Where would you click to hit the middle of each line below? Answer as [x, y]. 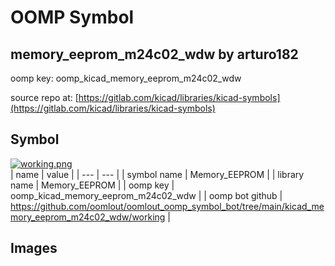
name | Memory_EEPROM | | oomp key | [92, 185]
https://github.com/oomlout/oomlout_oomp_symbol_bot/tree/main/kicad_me [167, 206]
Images [34, 248]
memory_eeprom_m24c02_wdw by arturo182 [154, 54]
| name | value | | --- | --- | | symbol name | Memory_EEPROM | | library [157, 174]
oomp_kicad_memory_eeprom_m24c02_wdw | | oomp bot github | [146, 195]
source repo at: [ [44, 97]
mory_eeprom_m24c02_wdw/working [88, 217]
